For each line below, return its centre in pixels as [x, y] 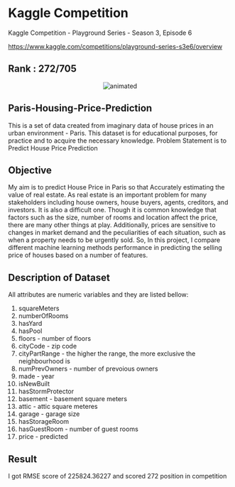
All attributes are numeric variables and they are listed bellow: [98, 295]
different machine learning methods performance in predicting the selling [115, 248]
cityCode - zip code [48, 346]
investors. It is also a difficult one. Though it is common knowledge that [113, 210]
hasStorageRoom [44, 422]
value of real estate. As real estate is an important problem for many [108, 195]
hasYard [30, 324]
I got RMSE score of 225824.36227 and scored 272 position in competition [117, 476]
